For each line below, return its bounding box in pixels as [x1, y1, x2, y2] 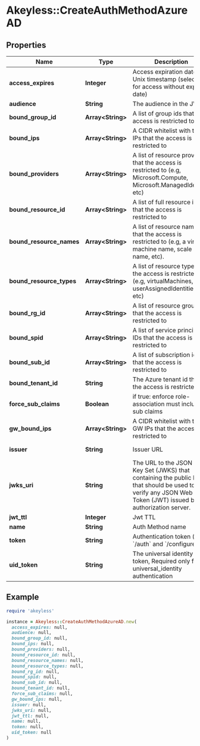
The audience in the [132, 100, 189, 108]
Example [6, 592, 39, 602]
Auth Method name [132, 523, 186, 531]
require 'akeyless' [6, 608, 55, 614]
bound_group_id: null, [11, 635, 68, 641]
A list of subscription [132, 351, 190, 359]
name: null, [11, 719, 42, 725]
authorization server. [132, 503, 191, 511]
